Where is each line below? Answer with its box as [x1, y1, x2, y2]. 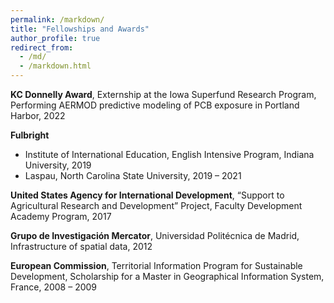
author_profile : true [10, 33, 101, 43]
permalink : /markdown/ [10, 14, 105, 25]
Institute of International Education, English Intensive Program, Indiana [24, 149, 315, 160]
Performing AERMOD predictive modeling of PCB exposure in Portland [10, 99, 300, 111]
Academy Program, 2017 [10, 211, 112, 222]
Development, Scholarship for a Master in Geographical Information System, [10, 271, 325, 282]
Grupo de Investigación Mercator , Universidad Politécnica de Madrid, [10, 230, 300, 241]
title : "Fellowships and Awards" [10, 24, 150, 34]
